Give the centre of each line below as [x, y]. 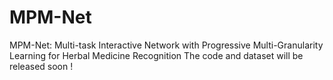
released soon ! [41, 66]
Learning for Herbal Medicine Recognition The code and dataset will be [156, 55]
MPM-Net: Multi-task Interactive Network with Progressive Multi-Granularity [166, 45]
